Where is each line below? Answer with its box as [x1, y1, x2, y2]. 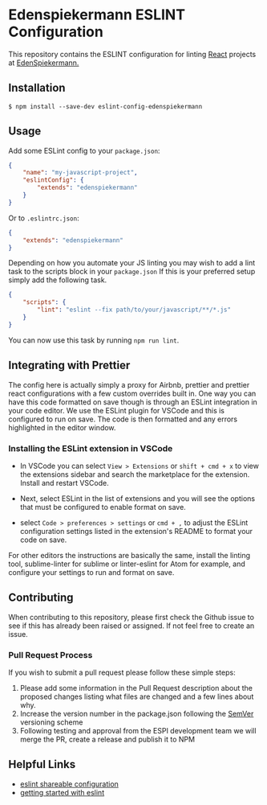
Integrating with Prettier [8, 359, 131, 372]
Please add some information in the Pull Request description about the [19, 684, 253, 693]
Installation [8, 81, 66, 95]
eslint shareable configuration [19, 778, 119, 789]
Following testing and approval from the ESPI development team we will [19, 726, 257, 736]
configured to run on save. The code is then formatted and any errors [8, 414, 238, 424]
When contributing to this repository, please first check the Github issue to [8, 612, 255, 622]
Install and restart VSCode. [19, 478, 110, 487]
